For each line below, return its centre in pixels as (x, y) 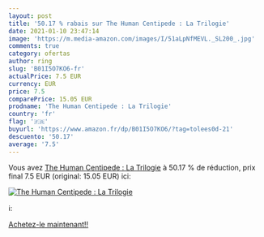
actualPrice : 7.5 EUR (45, 76)
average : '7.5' (34, 144)
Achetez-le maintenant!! (49, 224)
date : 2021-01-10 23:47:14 (54, 31)
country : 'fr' (32, 114)
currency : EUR (32, 84)
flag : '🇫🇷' (28, 122)
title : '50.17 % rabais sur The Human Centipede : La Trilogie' (119, 24)
